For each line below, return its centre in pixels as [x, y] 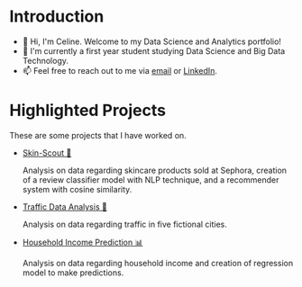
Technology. [46, 60]
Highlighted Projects [88, 111]
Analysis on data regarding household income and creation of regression [158, 263]
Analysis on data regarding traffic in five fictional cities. [125, 224]
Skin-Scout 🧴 [47, 152]
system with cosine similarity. [77, 189]
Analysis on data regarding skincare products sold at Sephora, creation [154, 170]
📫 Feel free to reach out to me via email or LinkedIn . [120, 70]
